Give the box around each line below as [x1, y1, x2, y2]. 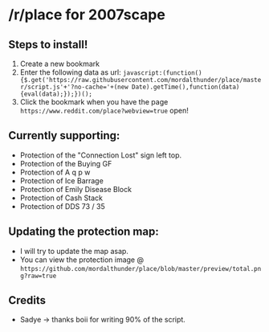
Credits [8, 293, 47, 307]
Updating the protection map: [8, 225, 159, 239]
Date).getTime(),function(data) [131, 83, 240, 91]
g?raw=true [19, 272, 57, 280]
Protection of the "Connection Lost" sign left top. [19, 150, 182, 160]
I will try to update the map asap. [19, 246, 128, 256]
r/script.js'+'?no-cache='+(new [19, 83, 128, 91]
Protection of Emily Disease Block [19, 184, 132, 194]
